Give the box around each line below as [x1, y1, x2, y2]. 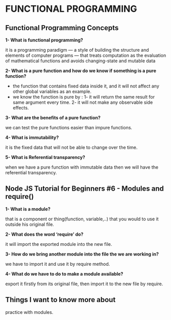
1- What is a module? [5, 205, 51, 212]
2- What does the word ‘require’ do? [5, 231, 84, 237]
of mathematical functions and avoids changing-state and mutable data [5, 58, 156, 64]
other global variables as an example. [12, 88, 92, 95]
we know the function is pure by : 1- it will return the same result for [12, 94, 155, 100]
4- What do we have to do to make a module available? [5, 270, 124, 277]
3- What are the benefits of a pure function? [5, 115, 101, 121]
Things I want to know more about [5, 295, 116, 304]
